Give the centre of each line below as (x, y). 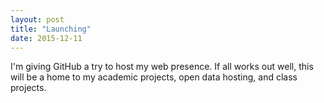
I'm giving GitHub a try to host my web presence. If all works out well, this (162, 67)
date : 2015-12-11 (46, 38)
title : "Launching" (51, 29)
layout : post (37, 19)
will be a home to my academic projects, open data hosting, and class (154, 77)
